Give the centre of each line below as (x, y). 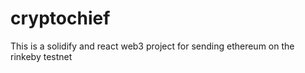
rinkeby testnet (41, 56)
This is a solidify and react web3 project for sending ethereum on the (152, 46)
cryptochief (60, 18)
